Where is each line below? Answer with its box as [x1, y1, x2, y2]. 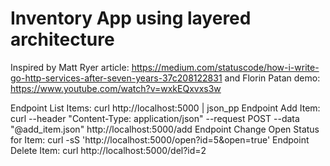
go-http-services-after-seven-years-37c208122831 [10, 72, 223, 84]
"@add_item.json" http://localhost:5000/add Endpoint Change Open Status [10, 123, 320, 135]
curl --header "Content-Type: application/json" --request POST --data [10, 112, 300, 124]
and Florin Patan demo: [224, 72, 321, 84]
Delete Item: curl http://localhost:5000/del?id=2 [10, 144, 207, 156]
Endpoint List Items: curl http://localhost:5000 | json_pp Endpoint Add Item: [10, 102, 321, 114]
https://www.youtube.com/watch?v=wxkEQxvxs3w [10, 82, 222, 94]
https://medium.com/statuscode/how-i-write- [131, 61, 320, 73]
